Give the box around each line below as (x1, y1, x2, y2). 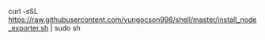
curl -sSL (8, 7, 38, 16)
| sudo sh (50, 24, 81, 32)
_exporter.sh (8, 24, 49, 32)
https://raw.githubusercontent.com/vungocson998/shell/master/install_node (8, 15, 257, 24)
